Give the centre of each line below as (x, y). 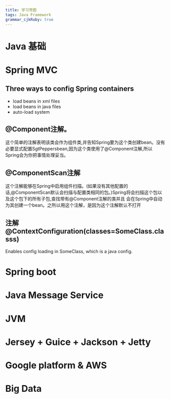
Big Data (23, 389)
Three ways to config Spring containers (70, 89)
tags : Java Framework (28, 15)
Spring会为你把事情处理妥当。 (37, 155)
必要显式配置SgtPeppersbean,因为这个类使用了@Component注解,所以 (79, 149)
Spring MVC (31, 70)
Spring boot (31, 272)
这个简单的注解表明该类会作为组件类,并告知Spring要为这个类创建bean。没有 (85, 142)
